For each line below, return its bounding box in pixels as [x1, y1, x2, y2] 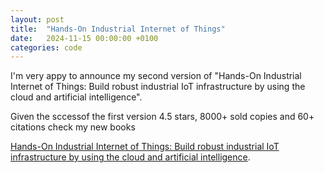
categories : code [10, 42, 83, 53]
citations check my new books [10, 121, 136, 133]
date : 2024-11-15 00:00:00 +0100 [10, 33, 159, 43]
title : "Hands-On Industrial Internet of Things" [10, 24, 226, 34]
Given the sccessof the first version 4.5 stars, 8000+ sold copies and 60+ [10, 111, 315, 123]
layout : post [10, 14, 65, 25]
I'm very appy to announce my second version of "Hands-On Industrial [10, 70, 302, 82]
